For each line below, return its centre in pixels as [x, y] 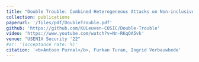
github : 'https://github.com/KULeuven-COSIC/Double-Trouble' [83, 28]
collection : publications [38, 17]
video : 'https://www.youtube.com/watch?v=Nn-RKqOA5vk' [75, 34]
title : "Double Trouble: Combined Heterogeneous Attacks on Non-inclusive [100, 12]
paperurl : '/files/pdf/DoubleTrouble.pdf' [59, 22]
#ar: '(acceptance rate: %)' [42, 45]
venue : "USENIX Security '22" [44, 39]
